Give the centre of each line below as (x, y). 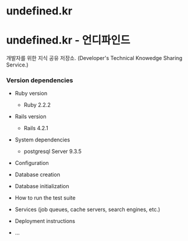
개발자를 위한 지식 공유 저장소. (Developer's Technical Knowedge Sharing (94, 58)
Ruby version (31, 94)
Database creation (38, 174)
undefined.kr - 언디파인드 (68, 40)
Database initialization (42, 186)
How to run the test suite (45, 198)
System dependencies (42, 140)
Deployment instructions (45, 221)
